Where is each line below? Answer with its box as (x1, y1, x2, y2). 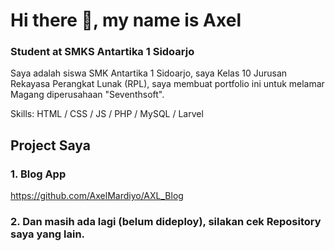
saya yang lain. (10, 227, 86, 241)
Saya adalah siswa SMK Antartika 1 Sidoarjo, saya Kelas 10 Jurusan (10, 67, 288, 79)
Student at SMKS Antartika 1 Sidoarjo (10, 45, 195, 59)
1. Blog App (10, 167, 67, 181)
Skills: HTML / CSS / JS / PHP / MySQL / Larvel (10, 108, 204, 120)
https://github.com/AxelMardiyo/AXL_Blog (10, 190, 184, 202)
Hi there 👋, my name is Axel (10, 9, 242, 32)
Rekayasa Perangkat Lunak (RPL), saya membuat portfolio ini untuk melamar (10, 78, 325, 90)
